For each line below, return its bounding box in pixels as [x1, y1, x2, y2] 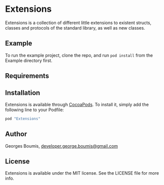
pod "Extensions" [5, 116, 41, 121]
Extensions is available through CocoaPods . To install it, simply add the [5, 101, 149, 107]
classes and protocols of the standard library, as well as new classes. [5, 25, 145, 31]
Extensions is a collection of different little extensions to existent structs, [5, 20, 152, 26]
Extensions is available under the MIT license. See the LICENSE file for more [5, 170, 159, 176]
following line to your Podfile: [5, 107, 64, 113]
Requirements [5, 72, 49, 80]
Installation [5, 89, 40, 97]
